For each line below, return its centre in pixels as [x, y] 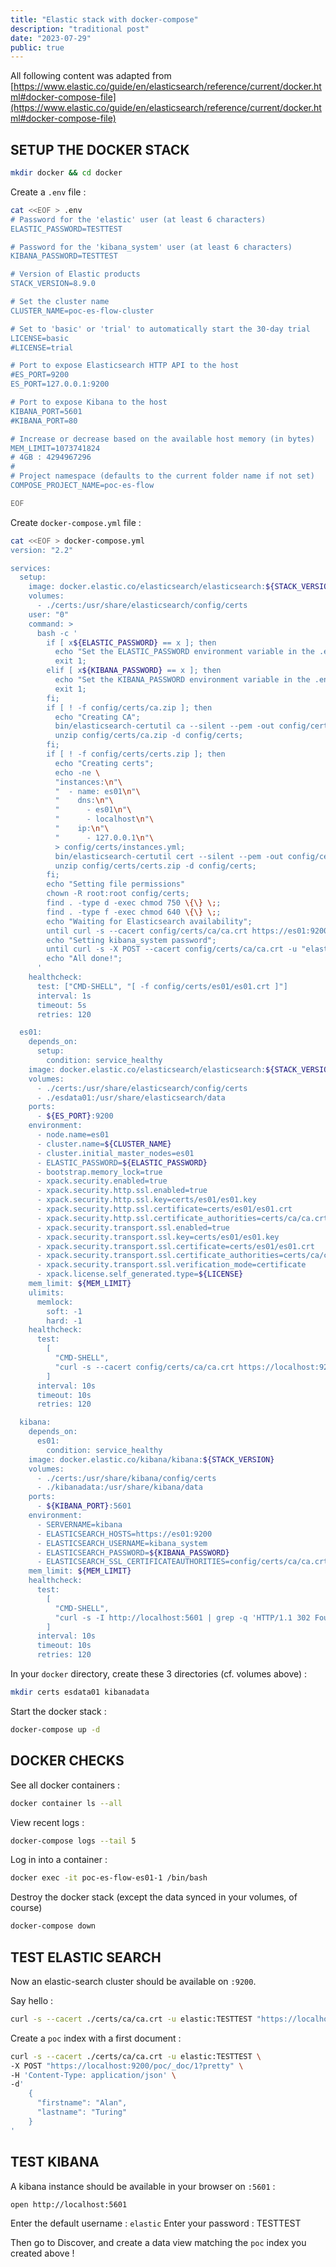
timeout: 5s [61, 1005]
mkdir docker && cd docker [66, 173]
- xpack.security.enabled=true [102, 1181]
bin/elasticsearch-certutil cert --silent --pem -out [169, 856]
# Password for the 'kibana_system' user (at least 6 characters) [151, 247]
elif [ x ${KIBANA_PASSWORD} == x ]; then [134, 671]
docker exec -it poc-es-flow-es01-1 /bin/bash [109, 1878]
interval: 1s [64, 996]
